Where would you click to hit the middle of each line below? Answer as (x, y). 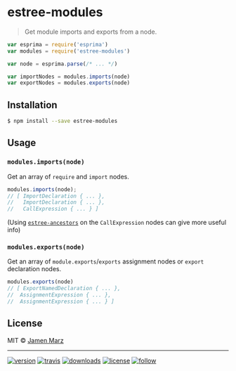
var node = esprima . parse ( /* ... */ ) (63, 64)
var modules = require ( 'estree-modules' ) (69, 51)
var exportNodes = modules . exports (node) (69, 83)
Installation (32, 105)
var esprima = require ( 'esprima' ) (58, 44)
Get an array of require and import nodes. (68, 176)
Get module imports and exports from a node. (91, 32)
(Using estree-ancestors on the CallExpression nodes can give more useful (117, 223)
